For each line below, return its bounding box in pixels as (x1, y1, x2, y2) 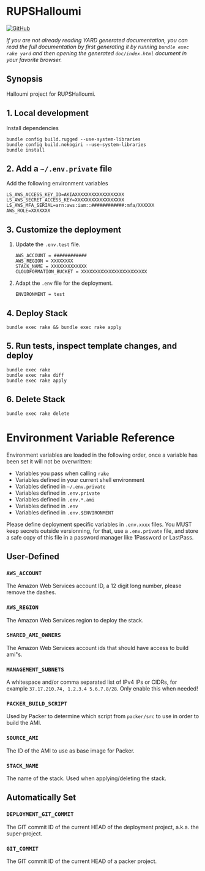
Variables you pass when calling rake (15, 470, 109, 477)
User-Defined (6, 551, 59, 562)
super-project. (6, 830, 43, 837)
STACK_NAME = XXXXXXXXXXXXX (15, 263, 87, 269)
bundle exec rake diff (6, 372, 64, 378)
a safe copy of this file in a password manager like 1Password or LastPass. (6, 533, 194, 541)
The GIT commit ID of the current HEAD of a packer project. (6, 857, 157, 865)
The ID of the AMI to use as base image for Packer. (6, 747, 135, 754)
